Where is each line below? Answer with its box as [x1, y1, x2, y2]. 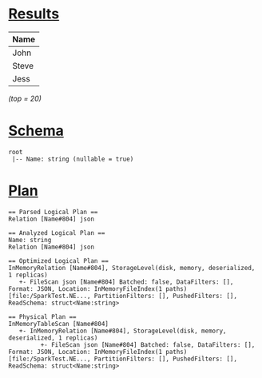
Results [8, 5, 60, 23]
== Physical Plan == [8, 312, 77, 320]
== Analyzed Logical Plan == [8, 229, 105, 237]
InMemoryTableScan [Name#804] [8, 320, 109, 328]
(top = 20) [8, 94, 42, 103]
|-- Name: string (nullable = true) [11, 155, 134, 163]
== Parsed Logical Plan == [8, 208, 98, 216]
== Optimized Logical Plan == [8, 257, 109, 265]
